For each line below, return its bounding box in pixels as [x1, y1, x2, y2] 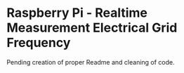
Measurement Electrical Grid [6, 20, 178, 36]
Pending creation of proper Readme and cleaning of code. [6, 58, 175, 66]
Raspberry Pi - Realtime [6, 5, 148, 21]
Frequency [6, 35, 71, 51]
